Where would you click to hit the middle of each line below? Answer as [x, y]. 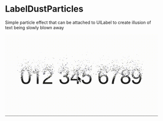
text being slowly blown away [34, 27]
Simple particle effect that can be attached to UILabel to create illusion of [78, 22]
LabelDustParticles [44, 9]
